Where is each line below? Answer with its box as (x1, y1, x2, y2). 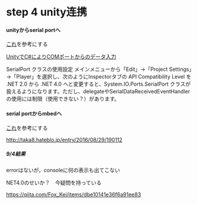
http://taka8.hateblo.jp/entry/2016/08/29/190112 (6, 136, 123, 143)
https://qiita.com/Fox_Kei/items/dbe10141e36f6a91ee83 (6, 190, 141, 198)
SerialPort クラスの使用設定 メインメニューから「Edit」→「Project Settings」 (6, 66, 192, 73)
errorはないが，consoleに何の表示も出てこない (6, 166, 120, 173)
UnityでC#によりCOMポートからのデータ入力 (6, 53, 117, 60)
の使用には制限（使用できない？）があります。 (6, 95, 120, 102)
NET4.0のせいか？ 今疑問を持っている (6, 179, 102, 186)
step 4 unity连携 (6, 5, 88, 19)
